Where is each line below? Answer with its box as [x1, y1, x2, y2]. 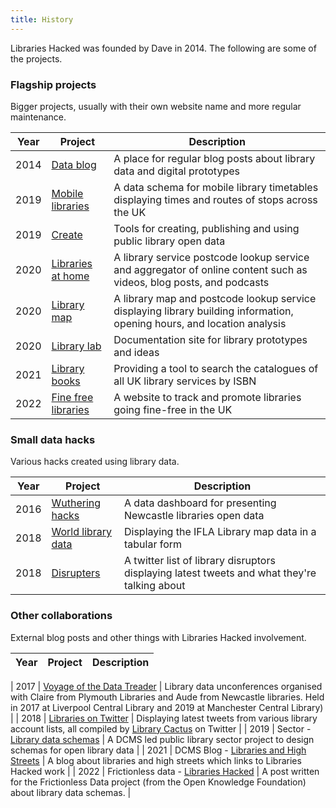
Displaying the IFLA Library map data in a [124, 525, 317, 539]
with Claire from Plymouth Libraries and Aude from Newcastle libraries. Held [10, 691, 325, 703]
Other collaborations [10, 609, 113, 623]
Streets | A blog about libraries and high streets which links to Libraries [10, 754, 302, 766]
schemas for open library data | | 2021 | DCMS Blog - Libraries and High [10, 744, 307, 756]
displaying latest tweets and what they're [124, 566, 317, 580]
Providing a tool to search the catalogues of [113, 361, 319, 375]
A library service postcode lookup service [113, 250, 310, 264]
